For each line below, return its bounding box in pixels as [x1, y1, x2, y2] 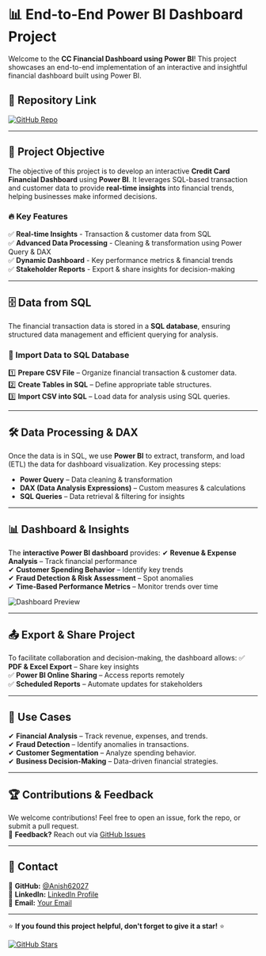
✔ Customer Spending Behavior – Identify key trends [8, 565, 184, 574]
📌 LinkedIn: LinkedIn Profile [8, 889, 99, 899]
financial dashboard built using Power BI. [8, 70, 142, 80]
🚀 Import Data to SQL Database [8, 349, 130, 360]
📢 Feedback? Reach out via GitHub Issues [8, 830, 146, 840]
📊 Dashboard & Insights [8, 523, 130, 536]
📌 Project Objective [8, 145, 105, 158]
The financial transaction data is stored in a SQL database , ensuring [8, 321, 231, 330]
